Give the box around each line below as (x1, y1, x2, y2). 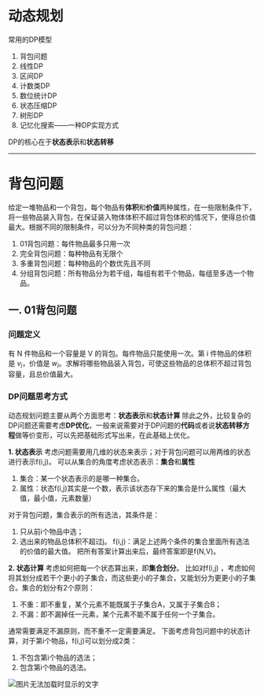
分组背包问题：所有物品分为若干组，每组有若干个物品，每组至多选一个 (19, 268, 247, 278)
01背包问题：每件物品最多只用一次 (19, 239, 131, 248)
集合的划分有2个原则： (21, 583, 96, 592)
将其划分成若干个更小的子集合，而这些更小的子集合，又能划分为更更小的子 (8, 572, 249, 583)
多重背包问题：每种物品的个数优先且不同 (19, 258, 151, 268)
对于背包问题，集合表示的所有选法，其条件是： (8, 509, 159, 520)
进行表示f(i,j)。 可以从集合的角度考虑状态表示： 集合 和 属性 (8, 457, 196, 466)
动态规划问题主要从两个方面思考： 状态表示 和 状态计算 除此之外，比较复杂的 (8, 410, 251, 420)
